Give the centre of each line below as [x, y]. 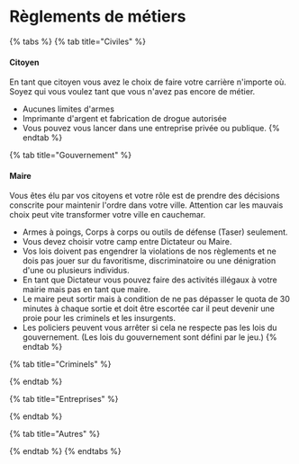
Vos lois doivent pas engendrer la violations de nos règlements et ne [149, 251]
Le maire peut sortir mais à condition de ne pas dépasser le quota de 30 [156, 299]
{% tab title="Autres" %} [55, 434]
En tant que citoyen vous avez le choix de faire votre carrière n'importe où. [148, 82]
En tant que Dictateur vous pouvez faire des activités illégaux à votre [149, 280]
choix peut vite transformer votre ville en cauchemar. [108, 215]
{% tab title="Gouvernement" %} [71, 156]
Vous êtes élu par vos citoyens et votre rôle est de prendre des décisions [145, 196]
